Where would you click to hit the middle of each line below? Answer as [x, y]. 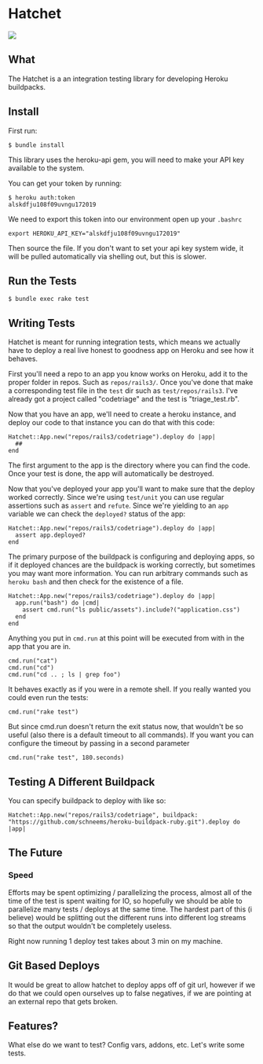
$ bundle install [37, 145]
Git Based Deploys [54, 966]
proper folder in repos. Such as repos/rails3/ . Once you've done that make [131, 383]
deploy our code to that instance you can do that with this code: [111, 423]
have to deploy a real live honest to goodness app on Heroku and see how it [131, 350]
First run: [23, 130]
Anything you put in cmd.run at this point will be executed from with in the [126, 638]
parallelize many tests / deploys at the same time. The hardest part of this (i [130, 909]
